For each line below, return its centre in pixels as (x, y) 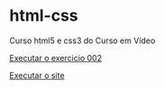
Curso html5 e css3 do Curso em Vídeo (82, 40)
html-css (44, 16)
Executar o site (37, 75)
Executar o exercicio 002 (55, 58)
